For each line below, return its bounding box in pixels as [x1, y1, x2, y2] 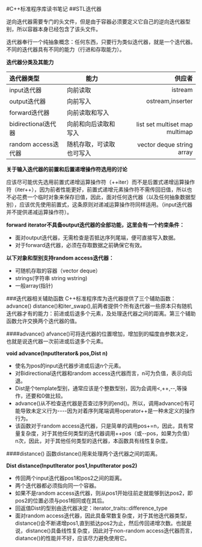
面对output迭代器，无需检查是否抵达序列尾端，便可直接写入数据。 [14, 234, 179, 241]
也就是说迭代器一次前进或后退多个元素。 [6, 338, 106, 344]
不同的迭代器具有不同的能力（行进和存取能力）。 [6, 46, 125, 53]
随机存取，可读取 [67, 140, 115, 148]
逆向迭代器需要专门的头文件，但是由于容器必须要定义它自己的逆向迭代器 [6, 18, 185, 25]
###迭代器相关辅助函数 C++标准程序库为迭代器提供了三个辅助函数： [6, 295, 176, 302]
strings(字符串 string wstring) [14, 275, 88, 281]
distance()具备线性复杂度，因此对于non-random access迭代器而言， [25, 527, 196, 534]
